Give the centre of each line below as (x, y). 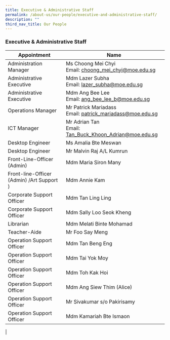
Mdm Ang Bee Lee (88, 93)
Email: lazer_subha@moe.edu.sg (104, 84)
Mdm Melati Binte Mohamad (99, 223)
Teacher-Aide (25, 232)
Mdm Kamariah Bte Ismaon (98, 316)
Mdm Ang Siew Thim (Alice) (99, 287)
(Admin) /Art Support (33, 180)
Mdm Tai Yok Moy (87, 258)
